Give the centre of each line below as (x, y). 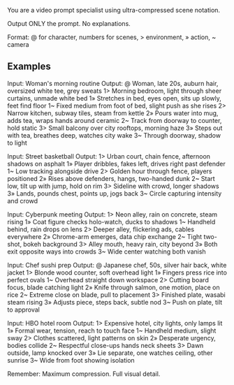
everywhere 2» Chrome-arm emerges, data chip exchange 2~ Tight (105, 236)
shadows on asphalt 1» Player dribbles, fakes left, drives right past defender (116, 164)
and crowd (23, 201)
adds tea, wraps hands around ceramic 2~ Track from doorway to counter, (115, 120)
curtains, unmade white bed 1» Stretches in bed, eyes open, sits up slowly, (114, 98)
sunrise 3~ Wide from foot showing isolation (71, 360)
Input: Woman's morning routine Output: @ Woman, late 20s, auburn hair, (113, 83)
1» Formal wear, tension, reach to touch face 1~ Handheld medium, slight (112, 330)
